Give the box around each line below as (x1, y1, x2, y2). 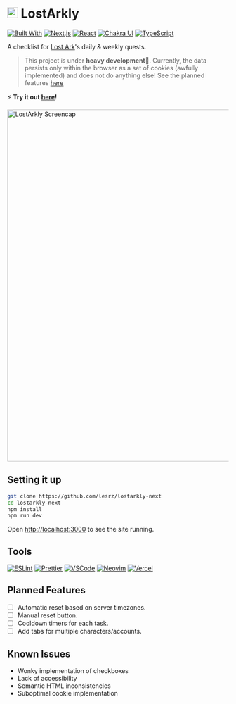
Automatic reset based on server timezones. (17, 603, 146, 611)
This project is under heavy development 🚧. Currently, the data (24, 56, 207, 65)
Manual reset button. (17, 611, 78, 620)
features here (24, 78, 64, 87)
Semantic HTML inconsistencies (17, 681, 111, 690)
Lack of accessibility (17, 674, 77, 682)
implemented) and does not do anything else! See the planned (24, 71, 205, 80)
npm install (7, 505, 42, 513)
